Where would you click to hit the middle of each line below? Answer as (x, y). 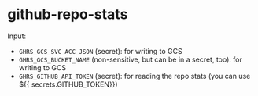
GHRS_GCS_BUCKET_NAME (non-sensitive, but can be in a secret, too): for (131, 59)
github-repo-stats (68, 14)
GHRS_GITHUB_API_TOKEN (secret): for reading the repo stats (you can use (135, 76)
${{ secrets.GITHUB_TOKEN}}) (68, 84)
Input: (17, 36)
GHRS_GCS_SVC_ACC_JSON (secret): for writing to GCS (100, 51)
